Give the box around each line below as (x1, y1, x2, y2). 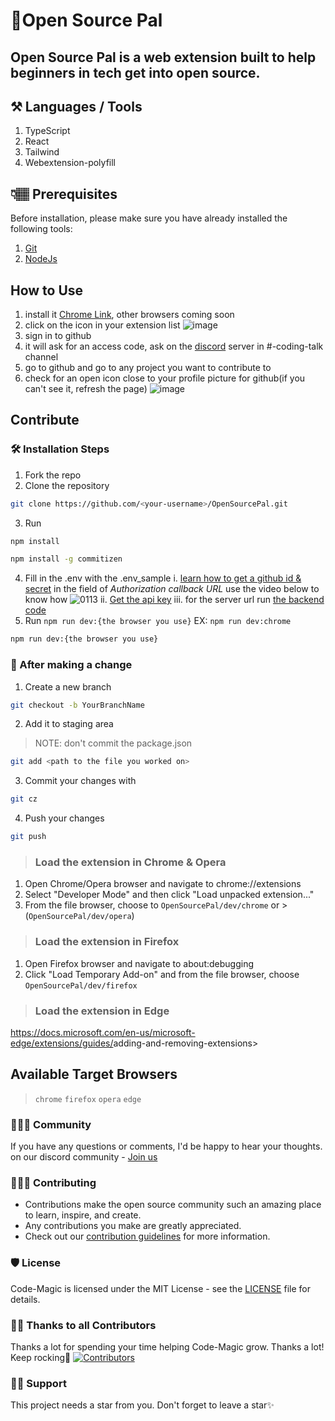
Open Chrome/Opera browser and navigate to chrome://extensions (24, 878, 302, 890)
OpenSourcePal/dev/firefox (24, 980, 138, 991)
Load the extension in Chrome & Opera (34, 855, 227, 869)
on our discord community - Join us (10, 1151, 158, 1163)
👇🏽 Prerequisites (10, 185, 118, 203)
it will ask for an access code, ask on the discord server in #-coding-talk (24, 340, 324, 353)
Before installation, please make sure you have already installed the (10, 212, 288, 224)
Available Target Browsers (10, 1066, 178, 1083)
